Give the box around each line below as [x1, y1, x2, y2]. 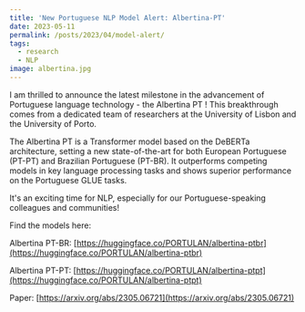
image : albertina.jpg [9, 65, 92, 74]
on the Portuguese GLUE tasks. [9, 174, 127, 185]
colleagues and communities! [9, 202, 120, 213]
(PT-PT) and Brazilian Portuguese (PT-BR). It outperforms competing [9, 155, 268, 166]
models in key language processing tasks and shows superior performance [9, 165, 292, 176]
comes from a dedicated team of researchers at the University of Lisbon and [9, 109, 297, 120]
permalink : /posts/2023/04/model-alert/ [9, 30, 166, 39]
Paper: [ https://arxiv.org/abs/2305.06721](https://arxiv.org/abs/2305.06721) [9, 292, 295, 303]
